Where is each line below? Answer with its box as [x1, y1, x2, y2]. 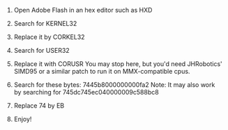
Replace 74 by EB [13, 101, 65, 110]
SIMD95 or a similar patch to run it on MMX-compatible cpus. [13, 67, 190, 75]
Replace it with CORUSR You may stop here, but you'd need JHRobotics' [13, 60, 222, 68]
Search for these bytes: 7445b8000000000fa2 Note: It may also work [13, 81, 215, 89]
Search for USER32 [13, 47, 70, 54]
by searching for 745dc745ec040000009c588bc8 [13, 88, 159, 96]
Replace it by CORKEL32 [13, 33, 85, 41]
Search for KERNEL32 [13, 19, 77, 27]
